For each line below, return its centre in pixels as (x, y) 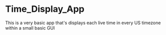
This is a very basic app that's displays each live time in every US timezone (83, 23)
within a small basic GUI (30, 28)
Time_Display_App (45, 9)
